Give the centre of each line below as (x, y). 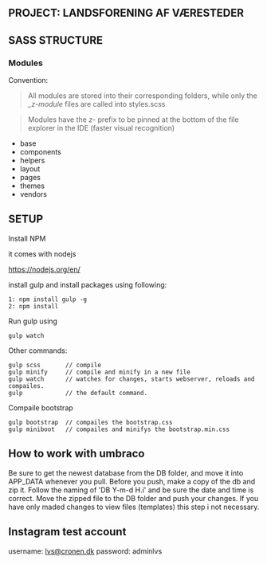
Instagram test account (67, 532)
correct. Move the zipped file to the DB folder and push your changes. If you (133, 498)
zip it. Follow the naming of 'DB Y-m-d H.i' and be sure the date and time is (131, 490)
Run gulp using (33, 321)
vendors (33, 194)
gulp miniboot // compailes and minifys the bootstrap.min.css (119, 429)
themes (32, 186)
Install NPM (27, 238)
